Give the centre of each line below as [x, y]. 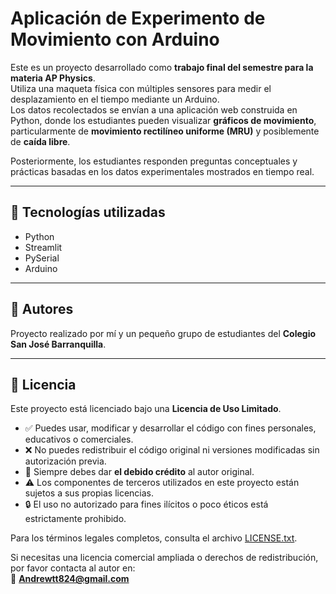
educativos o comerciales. [79, 439]
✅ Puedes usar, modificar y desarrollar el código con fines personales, [170, 428]
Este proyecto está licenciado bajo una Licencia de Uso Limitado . [146, 409]
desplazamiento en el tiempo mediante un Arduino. [115, 99]
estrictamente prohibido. [75, 519]
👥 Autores [42, 309]
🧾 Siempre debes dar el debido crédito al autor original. [139, 472]
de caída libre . [40, 141]
